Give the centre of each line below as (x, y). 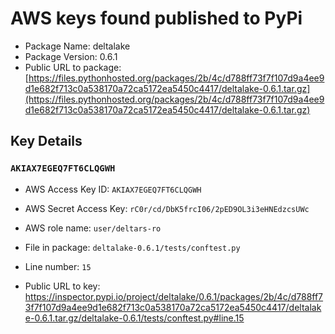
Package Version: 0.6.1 (71, 56)
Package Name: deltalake (77, 46)
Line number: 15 (58, 266)
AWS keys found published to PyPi (156, 18)
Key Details (46, 141)
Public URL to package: (73, 67)
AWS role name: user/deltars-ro (93, 228)
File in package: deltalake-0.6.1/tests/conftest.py (132, 247)
